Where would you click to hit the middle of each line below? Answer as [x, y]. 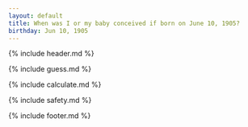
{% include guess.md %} [50, 69]
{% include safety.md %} [50, 100]
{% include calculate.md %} [55, 84]
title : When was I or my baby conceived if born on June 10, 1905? [124, 23]
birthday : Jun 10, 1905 [48, 31]
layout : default [36, 16]
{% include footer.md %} [50, 116]
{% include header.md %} [51, 54]
